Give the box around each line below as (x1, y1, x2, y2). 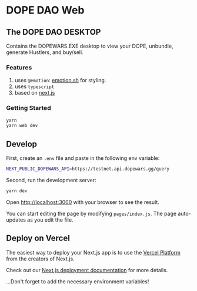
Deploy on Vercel (6, 233, 71, 243)
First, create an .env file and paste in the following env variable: (6, 155, 160, 162)
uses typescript (14, 83, 55, 90)
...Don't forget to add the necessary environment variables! (6, 277, 149, 285)
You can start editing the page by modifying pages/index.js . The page (6, 210, 177, 217)
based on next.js (14, 89, 55, 96)
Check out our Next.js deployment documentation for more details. (6, 266, 168, 273)
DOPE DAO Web (6, 4, 85, 17)
